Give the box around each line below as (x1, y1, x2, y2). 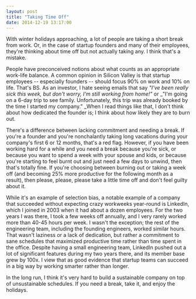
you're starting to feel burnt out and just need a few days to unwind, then (6, 158, 183, 165)
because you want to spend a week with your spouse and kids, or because (6, 152, 187, 159)
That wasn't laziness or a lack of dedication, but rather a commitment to (6, 232, 180, 239)
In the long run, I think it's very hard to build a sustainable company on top (6, 274, 185, 281)
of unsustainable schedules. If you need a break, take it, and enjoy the (6, 280, 176, 287)
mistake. (6, 54, 27, 62)
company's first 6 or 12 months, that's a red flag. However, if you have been (6, 139, 189, 147)
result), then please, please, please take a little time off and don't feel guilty (6, 176, 188, 184)
